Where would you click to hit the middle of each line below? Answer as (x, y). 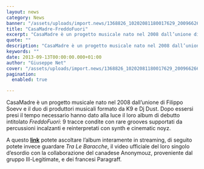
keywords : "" (23, 52)
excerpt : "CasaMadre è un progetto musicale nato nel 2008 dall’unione (99, 35)
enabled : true (29, 80)
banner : (16, 23)
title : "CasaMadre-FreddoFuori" (47, 29)
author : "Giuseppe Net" (36, 63)
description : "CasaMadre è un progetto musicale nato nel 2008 (88, 46)
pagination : (21, 74)
